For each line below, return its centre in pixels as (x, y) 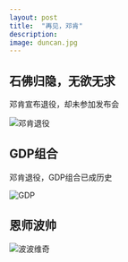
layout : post (34, 17)
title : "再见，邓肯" (46, 26)
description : (34, 34)
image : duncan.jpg (43, 42)
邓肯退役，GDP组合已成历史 (61, 177)
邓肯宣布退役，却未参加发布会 (64, 105)
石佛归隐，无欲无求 (62, 81)
